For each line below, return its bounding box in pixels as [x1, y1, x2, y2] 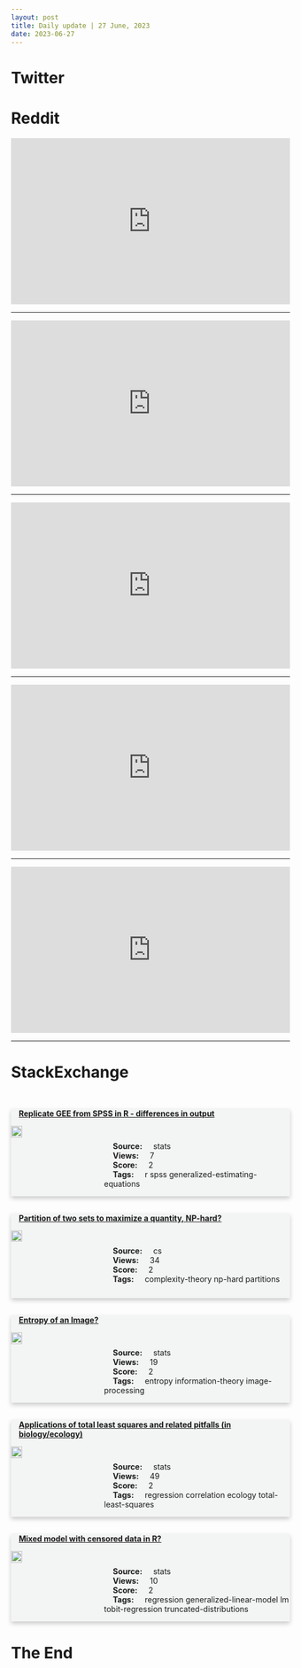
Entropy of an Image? [19, 1315, 99, 1325]
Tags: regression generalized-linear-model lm [112, 1594, 289, 1605]
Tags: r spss [112, 1169, 167, 1180]
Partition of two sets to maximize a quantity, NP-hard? [19, 1213, 222, 1223]
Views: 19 [112, 1357, 158, 1368]
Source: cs [112, 1245, 163, 1256]
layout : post [11, 12, 59, 22]
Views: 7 [112, 1151, 155, 1161]
